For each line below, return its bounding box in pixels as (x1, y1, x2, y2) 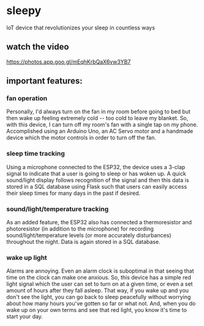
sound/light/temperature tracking (6, 205, 109, 213)
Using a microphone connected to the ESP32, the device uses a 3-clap (6, 163, 186, 170)
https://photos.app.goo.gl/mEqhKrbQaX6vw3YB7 (6, 58, 131, 65)
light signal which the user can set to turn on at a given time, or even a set (6, 280, 193, 288)
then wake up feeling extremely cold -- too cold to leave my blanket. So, (6, 115, 189, 122)
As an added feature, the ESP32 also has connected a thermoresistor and (6, 219, 192, 226)
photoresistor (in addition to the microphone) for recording (6, 225, 154, 233)
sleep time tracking (6, 150, 66, 158)
